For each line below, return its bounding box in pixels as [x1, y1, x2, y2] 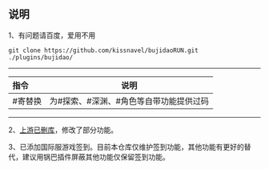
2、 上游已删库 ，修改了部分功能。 [8, 125, 118, 135]
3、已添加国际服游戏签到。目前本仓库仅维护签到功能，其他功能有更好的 [8, 142, 244, 151]
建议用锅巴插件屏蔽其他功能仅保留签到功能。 [22, 151, 170, 162]
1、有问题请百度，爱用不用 [8, 30, 96, 40]
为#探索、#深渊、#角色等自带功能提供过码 [49, 95, 210, 107]
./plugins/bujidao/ [8, 53, 74, 62]
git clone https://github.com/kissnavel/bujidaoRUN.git [8, 46, 199, 54]
